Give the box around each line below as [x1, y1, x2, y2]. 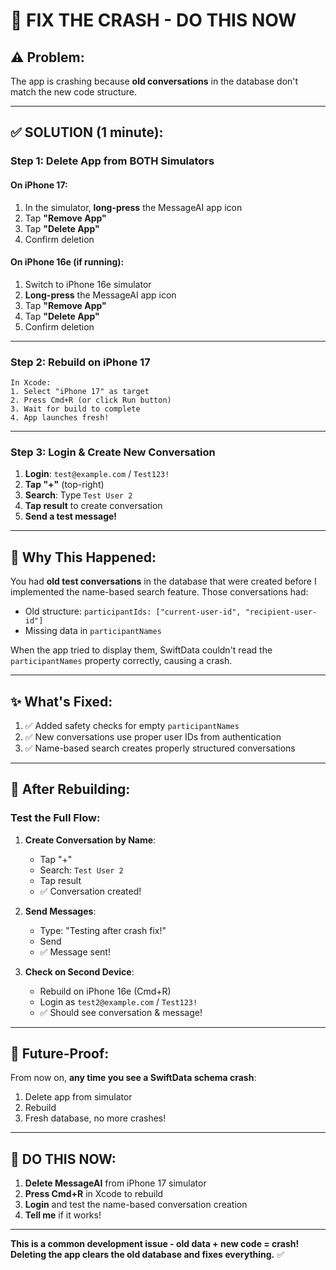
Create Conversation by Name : [24, 834, 157, 846]
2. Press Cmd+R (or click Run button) [10, 395, 172, 406]
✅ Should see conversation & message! [39, 1006, 203, 1018]
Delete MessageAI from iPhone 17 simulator [24, 1177, 207, 1189]
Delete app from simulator [24, 1091, 133, 1103]
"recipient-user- [244, 607, 318, 618]
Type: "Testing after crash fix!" [39, 924, 167, 936]
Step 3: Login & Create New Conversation [10, 445, 216, 459]
